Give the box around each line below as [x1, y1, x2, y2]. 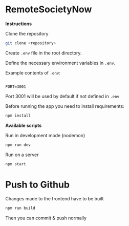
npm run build [5, 205, 36, 211]
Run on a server [5, 152, 39, 158]
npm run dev [5, 142, 31, 147]
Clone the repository [5, 30, 49, 36]
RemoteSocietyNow [5, 4, 92, 15]
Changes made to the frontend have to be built [5, 196, 104, 202]
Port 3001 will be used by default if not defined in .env [5, 93, 120, 99]
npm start [5, 161, 27, 166]
